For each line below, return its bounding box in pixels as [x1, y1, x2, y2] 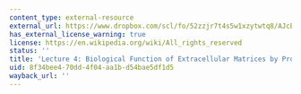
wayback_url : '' [9, 72, 70, 81]
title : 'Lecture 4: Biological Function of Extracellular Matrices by [9, 55, 279, 64]
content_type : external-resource [9, 13, 134, 22]
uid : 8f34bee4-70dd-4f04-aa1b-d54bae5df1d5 [9, 64, 175, 73]
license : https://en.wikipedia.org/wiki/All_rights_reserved [9, 38, 243, 47]
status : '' [9, 47, 50, 56]
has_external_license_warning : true [9, 30, 146, 38]
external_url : [9, 21, 63, 30]
